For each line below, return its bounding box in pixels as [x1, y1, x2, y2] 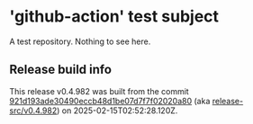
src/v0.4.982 [9, 105, 58, 116]
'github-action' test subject [9, 6, 219, 27]
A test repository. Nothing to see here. [9, 36, 151, 47]
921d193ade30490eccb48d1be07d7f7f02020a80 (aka [9, 95, 211, 106]
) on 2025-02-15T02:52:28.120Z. [57, 105, 178, 116]
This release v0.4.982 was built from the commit [9, 85, 189, 96]
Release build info [9, 62, 113, 77]
